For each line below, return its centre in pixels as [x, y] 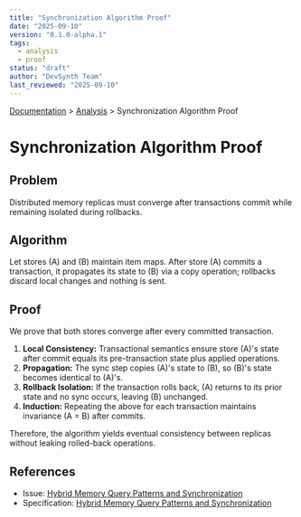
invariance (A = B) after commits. [84, 416]
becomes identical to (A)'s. [73, 378]
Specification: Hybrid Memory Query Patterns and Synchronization [147, 503]
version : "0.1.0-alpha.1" [58, 34]
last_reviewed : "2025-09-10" [64, 85]
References [42, 471]
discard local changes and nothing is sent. [88, 281]
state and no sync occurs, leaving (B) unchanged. [115, 397]
